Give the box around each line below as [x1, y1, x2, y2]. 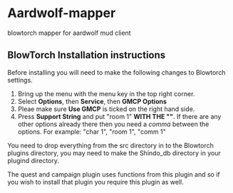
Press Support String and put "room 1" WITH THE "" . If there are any [17, 112, 222, 120]
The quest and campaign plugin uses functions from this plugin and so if [7, 169, 221, 179]
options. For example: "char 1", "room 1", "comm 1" [17, 127, 166, 136]
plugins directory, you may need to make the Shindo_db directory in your [7, 148, 221, 157]
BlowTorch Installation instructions [7, 49, 166, 61]
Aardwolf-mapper [7, 5, 116, 21]
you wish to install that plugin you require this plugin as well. [7, 177, 184, 186]
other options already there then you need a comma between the [17, 120, 209, 128]
